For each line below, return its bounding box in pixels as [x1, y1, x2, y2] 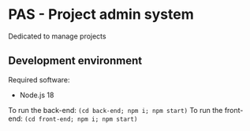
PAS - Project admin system [8, 5, 195, 24]
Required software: [8, 75, 70, 84]
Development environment [8, 54, 143, 67]
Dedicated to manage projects [8, 31, 106, 41]
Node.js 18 [19, 90, 54, 100]
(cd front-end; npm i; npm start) [24, 115, 138, 123]
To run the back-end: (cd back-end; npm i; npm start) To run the [8, 105, 223, 115]
